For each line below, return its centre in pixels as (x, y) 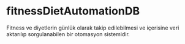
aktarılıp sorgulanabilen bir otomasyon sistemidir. (68, 34)
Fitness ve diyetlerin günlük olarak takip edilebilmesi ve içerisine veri (93, 28)
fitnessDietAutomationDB (73, 11)
